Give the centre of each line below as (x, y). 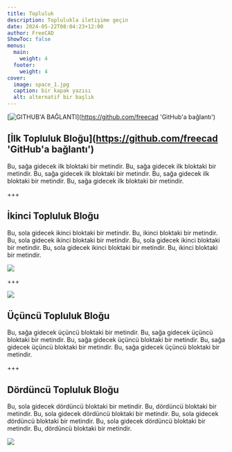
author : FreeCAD (30, 33)
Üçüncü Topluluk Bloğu (59, 316)
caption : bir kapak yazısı (52, 91)
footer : (25, 65)
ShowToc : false (29, 39)
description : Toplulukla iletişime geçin (68, 20)
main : (21, 53)
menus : (17, 46)
